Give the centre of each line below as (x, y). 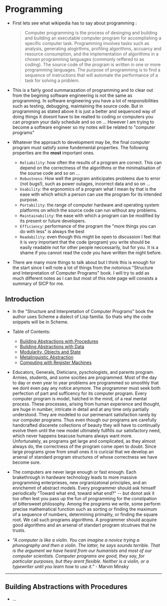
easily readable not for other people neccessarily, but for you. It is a (89, 247)
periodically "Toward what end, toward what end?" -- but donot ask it (83, 493)
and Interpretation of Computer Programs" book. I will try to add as (81, 273)
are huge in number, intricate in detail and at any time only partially (81, 409)
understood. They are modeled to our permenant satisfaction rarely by (84, 414)
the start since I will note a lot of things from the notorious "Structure (83, 268)
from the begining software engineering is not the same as (72, 95)
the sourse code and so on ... (50, 173)
